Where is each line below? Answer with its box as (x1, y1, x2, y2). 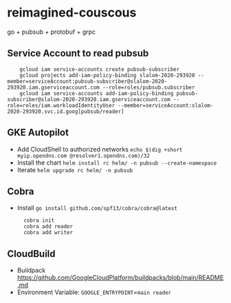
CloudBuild (7, 248, 56, 260)
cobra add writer (23, 229, 74, 236)
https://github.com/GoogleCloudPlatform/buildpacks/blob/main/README (16, 273, 224, 282)
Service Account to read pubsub (7, 48, 149, 59)
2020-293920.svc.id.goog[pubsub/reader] (7, 108, 125, 115)
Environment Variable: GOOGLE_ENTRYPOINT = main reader (16, 288, 172, 297)
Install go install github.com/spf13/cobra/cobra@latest (16, 204, 177, 212)
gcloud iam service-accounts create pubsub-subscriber (19, 65, 180, 73)
